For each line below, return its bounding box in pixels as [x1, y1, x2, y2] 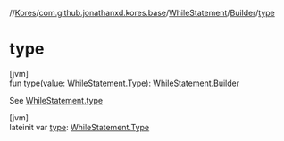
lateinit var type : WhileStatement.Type [9, 121, 150, 132]
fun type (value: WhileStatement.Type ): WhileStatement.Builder [9, 78, 240, 88]
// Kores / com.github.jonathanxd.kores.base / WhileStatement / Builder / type [9, 8, 275, 18]
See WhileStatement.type [9, 95, 104, 105]
